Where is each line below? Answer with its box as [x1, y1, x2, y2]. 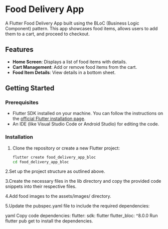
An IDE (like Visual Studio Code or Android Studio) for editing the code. [12, 121, 159, 127]
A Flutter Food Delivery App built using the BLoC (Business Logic [5, 20, 139, 26]
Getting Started [5, 84, 55, 92]
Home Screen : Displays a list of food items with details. [12, 59, 127, 65]
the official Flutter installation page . [12, 116, 86, 122]
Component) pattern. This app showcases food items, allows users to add [5, 25, 158, 31]
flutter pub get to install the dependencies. [5, 218, 93, 224]
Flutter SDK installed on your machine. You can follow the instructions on [12, 110, 163, 117]
